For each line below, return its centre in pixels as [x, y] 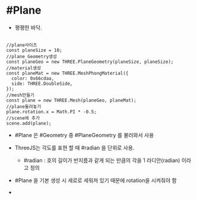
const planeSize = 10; [34, 50]
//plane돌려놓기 [24, 107]
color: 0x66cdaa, [33, 78]
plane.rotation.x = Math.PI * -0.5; [51, 112]
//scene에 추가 [23, 118]
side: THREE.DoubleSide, [42, 84]
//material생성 [24, 68]
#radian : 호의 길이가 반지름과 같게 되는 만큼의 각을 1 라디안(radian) [102, 160]
